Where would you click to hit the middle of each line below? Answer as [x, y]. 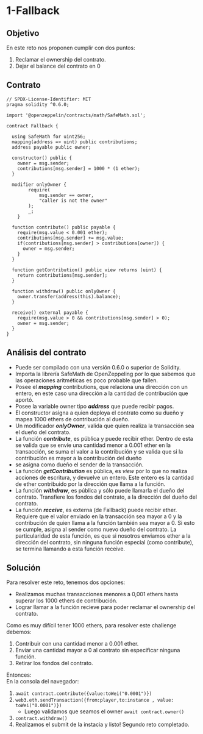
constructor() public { [42, 158]
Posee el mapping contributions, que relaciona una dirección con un [101, 387]
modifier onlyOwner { [39, 184]
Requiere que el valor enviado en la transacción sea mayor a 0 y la [98, 516]
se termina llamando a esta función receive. [70, 549]
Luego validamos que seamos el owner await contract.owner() [104, 711]
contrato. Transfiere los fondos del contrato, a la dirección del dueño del [106, 497]
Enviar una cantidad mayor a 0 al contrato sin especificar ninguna [98, 650]
